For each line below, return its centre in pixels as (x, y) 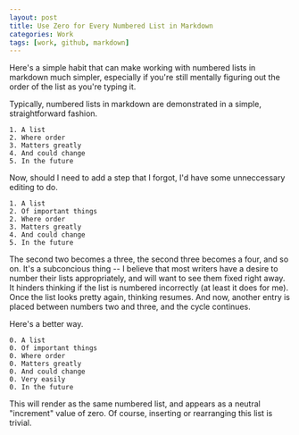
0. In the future (42, 388)
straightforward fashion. (54, 113)
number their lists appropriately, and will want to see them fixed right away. (147, 279)
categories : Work (42, 34)
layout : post (33, 17)
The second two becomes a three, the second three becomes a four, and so (149, 259)
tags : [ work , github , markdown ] (69, 42)
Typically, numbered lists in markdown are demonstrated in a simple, (135, 105)
